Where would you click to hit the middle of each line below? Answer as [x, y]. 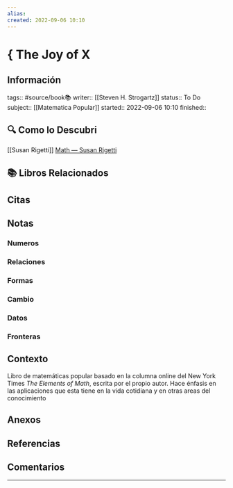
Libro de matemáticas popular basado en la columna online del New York [112, 375]
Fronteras [24, 336]
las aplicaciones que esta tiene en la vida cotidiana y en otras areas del [109, 391]
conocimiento [27, 398]
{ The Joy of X [49, 55]
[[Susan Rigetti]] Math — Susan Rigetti [62, 150]
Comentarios [36, 467]
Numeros [23, 243]
